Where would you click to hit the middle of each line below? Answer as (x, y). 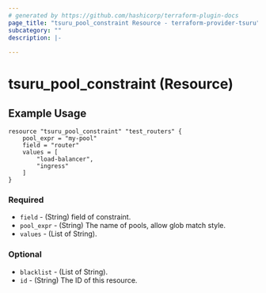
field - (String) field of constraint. (75, 217)
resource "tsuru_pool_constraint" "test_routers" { (95, 131)
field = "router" (51, 146)
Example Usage (47, 113)
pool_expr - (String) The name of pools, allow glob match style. (123, 226)
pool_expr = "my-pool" (60, 139)
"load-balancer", (65, 159)
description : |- (35, 38)
